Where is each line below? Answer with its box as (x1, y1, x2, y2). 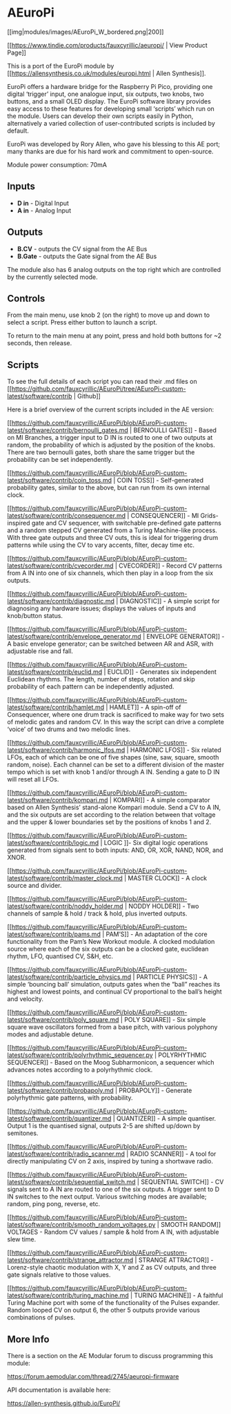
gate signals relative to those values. (7, 1270, 111, 1279)
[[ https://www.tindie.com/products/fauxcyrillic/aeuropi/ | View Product (7, 41, 208, 49)
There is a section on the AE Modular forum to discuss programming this (7, 1352, 214, 1359)
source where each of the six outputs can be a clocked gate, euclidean (7, 945, 209, 953)
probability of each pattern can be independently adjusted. (7, 682, 174, 691)
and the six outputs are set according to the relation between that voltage (7, 811, 216, 819)
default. (7, 126, 30, 135)
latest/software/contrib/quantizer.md (7, 1114, 112, 1123)
